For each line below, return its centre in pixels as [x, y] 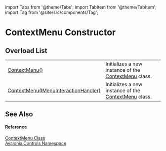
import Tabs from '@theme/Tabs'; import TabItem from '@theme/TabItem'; [81, 7]
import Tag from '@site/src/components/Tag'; [52, 12]
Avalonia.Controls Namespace [36, 143]
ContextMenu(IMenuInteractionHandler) [54, 90]
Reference [16, 127]
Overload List [26, 51]
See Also [19, 114]
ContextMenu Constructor [61, 32]
